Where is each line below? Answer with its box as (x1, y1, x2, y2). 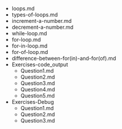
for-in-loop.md (11, 42, 48, 49)
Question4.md (20, 86, 55, 93)
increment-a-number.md (11, 18, 72, 24)
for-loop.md (11, 36, 41, 43)
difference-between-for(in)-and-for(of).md (11, 55, 116, 62)
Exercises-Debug (11, 99, 54, 105)
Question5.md (20, 92, 55, 99)
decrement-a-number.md (11, 23, 74, 30)
